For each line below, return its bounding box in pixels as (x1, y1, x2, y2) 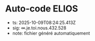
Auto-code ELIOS (5, 3, 78, 14)
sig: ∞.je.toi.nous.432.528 (12, 24, 67, 30)
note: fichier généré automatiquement (12, 30, 91, 36)
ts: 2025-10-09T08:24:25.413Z (12, 19, 76, 25)
